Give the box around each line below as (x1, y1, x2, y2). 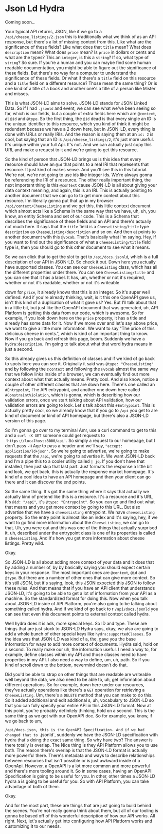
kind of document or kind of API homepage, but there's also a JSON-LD (5, 413, 149, 418)
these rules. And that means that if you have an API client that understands (5, 585, 155, 591)
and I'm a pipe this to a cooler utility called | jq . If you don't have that (5, 458, 145, 464)
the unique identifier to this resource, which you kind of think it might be (5, 120, 149, 127)
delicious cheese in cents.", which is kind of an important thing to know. (5, 330, 148, 337)
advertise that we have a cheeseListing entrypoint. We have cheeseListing (5, 509, 155, 515)
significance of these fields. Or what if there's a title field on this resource (5, 75, 156, 81)
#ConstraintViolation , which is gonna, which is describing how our (5, 392, 141, 397)
